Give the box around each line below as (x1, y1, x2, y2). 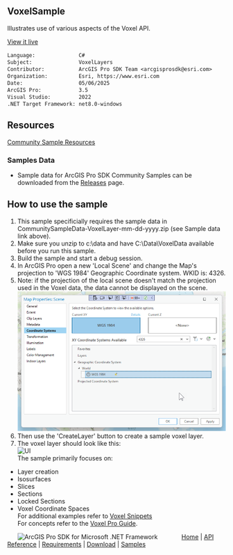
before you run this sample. (17, 246, 96, 255)
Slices (17, 483, 35, 491)
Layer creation (17, 467, 59, 476)
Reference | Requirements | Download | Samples (7, 540, 146, 549)
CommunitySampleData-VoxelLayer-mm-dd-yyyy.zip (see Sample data (17, 224, 221, 232)
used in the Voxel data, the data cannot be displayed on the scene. (17, 283, 208, 291)
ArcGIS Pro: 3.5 (7, 86, 89, 93)
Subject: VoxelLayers (7, 58, 113, 65)
